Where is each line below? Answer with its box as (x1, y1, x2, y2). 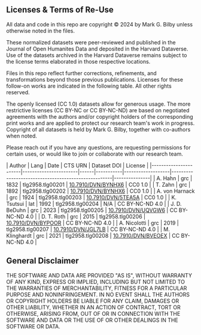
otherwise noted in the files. (6, 27, 75, 34)
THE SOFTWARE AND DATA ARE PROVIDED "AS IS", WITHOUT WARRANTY (6, 271, 193, 279)
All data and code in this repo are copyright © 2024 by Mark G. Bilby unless (6, 20, 193, 28)
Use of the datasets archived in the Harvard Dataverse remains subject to (6, 51, 187, 59)
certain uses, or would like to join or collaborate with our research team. (6, 150, 184, 157)
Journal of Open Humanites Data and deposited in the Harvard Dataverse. (6, 45, 188, 52)
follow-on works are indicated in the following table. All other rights (6, 82, 172, 89)
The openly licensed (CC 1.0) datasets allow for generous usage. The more (6, 100, 191, 107)
